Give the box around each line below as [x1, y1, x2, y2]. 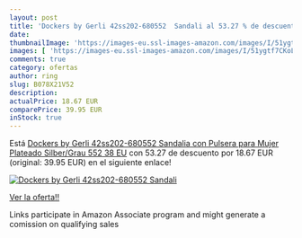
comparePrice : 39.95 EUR [9, 105, 102, 114]
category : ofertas [9, 64, 78, 73]
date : [9, 30, 30, 39]
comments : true [9, 55, 67, 64]
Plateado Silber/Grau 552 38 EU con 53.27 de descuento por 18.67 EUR [9, 147, 274, 158]
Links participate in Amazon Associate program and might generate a [9, 209, 266, 220]
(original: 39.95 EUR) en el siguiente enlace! [9, 157, 173, 168]
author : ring [9, 72, 58, 81]
